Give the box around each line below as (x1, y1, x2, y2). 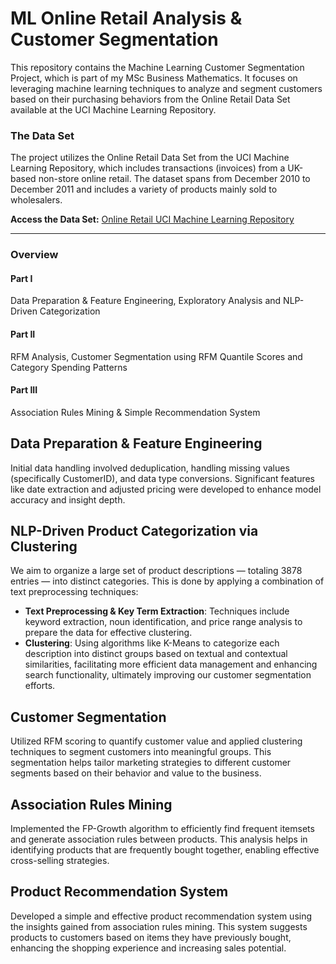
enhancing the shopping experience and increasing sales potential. (10, 942, 287, 954)
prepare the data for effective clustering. (24, 627, 193, 639)
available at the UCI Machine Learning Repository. (10, 103, 217, 116)
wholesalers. (10, 194, 63, 206)
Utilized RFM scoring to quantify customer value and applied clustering (10, 735, 303, 747)
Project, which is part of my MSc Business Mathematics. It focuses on (10, 72, 298, 84)
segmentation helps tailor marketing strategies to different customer (10, 757, 292, 769)
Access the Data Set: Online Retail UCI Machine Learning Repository (10, 213, 295, 226)
